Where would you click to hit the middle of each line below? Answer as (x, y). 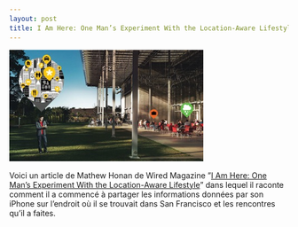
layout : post (33, 19)
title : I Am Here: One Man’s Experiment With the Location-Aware (132, 28)
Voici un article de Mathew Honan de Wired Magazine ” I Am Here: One (138, 175)
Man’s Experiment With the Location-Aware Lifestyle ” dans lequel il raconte (147, 184)
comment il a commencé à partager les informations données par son (137, 194)
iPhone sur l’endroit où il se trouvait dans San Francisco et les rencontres (142, 203)
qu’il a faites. (32, 213)
